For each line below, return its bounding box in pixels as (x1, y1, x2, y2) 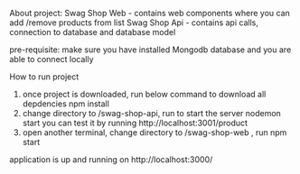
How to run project (9, 71, 80, 82)
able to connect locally (9, 54, 94, 64)
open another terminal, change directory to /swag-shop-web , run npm (22, 127, 287, 138)
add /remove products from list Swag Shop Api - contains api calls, (9, 17, 259, 28)
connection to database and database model (9, 27, 176, 37)
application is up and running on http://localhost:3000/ (9, 154, 213, 165)
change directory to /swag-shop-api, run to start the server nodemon (22, 108, 282, 118)
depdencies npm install (22, 98, 110, 109)
